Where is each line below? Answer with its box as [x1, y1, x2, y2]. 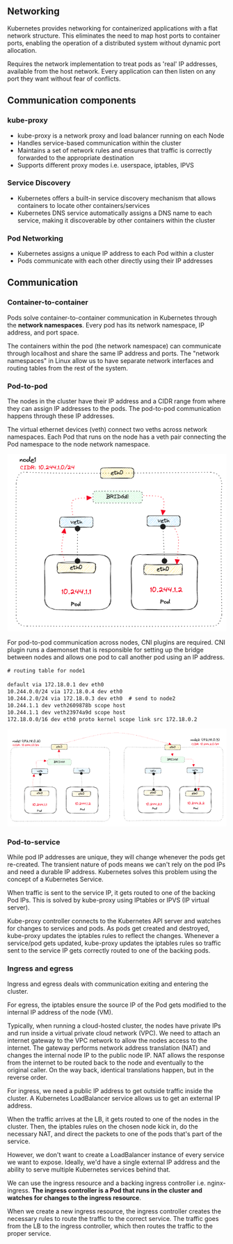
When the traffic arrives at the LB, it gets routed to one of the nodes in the [7, 1115, 219, 1123]
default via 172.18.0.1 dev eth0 [7, 681, 104, 688]
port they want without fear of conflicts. [7, 74, 121, 83]
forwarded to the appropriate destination [17, 153, 134, 162]
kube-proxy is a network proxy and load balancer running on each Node [17, 131, 225, 140]
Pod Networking [7, 233, 64, 243]
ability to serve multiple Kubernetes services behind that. [7, 1165, 171, 1174]
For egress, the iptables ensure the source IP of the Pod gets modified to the [7, 1001, 227, 1009]
